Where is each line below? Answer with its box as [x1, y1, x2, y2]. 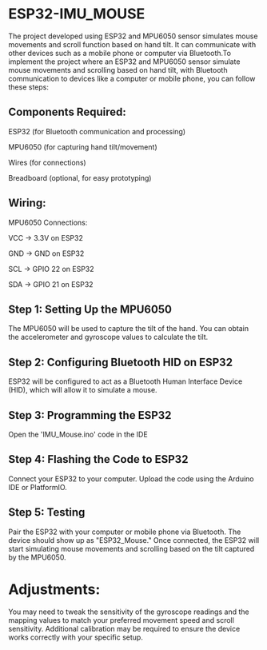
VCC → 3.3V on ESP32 [8, 233, 84, 242]
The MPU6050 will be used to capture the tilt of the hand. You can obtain [8, 324, 249, 333]
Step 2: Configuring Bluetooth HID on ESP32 [8, 355, 233, 369]
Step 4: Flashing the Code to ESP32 [8, 453, 189, 466]
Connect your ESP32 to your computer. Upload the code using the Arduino [8, 473, 254, 484]
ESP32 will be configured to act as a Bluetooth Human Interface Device [8, 377, 243, 386]
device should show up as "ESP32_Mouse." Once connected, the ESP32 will [8, 535, 260, 544]
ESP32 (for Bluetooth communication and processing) [8, 126, 186, 136]
